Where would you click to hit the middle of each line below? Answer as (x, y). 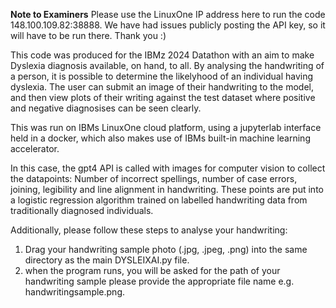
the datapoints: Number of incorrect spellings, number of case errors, (154, 178)
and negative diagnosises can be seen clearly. (106, 108)
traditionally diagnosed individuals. (82, 210)
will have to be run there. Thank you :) (88, 35)
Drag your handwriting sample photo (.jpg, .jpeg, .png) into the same (166, 249)
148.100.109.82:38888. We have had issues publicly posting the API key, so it (168, 25)
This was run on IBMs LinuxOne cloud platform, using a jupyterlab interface (166, 127)
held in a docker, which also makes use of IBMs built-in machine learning (160, 138)
